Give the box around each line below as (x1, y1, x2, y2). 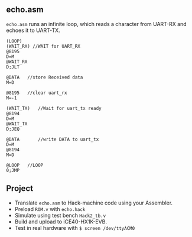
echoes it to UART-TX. (6, 27, 60, 34)
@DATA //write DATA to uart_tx (6, 136, 99, 142)
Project (6, 183, 34, 194)
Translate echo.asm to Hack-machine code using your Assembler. (14, 199, 173, 206)
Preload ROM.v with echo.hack (14, 205, 86, 212)
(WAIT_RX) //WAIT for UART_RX (6, 43, 81, 49)
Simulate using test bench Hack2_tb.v (14, 212, 106, 219)
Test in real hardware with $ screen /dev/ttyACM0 (14, 224, 135, 231)
